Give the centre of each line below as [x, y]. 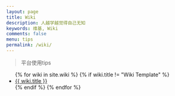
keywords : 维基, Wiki [32, 28]
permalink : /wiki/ [29, 45]
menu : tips [20, 39]
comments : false [26, 34]
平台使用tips [36, 63]
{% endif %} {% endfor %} [48, 87]
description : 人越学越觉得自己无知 [46, 23]
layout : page [22, 12]
